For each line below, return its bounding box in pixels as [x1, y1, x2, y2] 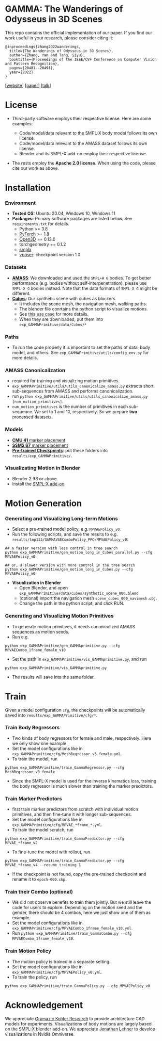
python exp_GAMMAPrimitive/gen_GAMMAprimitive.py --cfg [5, 643, 120, 648]
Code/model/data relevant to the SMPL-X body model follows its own [19, 130, 157, 136]
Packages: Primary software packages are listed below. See [12, 216, 133, 222]
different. [12, 290, 30, 296]
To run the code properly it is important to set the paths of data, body [12, 344, 150, 350]
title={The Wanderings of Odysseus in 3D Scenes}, [9, 49, 114, 53]
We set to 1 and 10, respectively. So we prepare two [34, 409, 137, 415]
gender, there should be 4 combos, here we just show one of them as [12, 910, 151, 915]
